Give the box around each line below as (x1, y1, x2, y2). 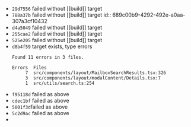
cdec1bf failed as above (11, 97, 69, 104)
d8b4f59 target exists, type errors (11, 43, 93, 50)
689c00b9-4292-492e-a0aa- (112, 11, 186, 18)
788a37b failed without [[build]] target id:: (11, 11, 112, 18)
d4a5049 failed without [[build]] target (11, 24, 103, 31)
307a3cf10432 (11, 18, 47, 24)
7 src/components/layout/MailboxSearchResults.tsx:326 (25, 70, 167, 76)
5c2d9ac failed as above (11, 110, 69, 116)
